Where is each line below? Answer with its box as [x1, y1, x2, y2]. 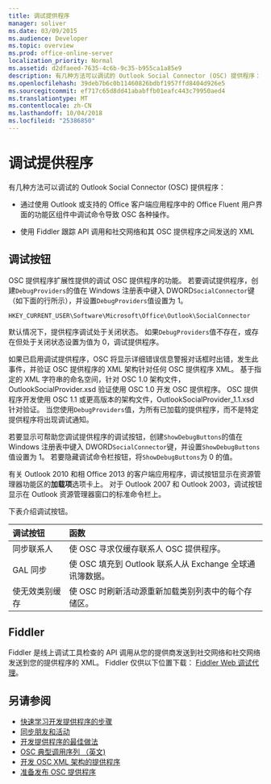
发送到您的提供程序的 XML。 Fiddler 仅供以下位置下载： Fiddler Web [8, 658, 236, 668]
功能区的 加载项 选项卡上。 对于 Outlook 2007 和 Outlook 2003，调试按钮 [22, 479, 263, 489]
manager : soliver [8, 19, 67, 27]
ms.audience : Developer [8, 34, 89, 43]
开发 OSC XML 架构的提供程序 [19, 757, 121, 767]
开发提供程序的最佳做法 [19, 737, 98, 747]
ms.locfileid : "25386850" [8, 117, 95, 125]
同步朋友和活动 [19, 727, 70, 736]
